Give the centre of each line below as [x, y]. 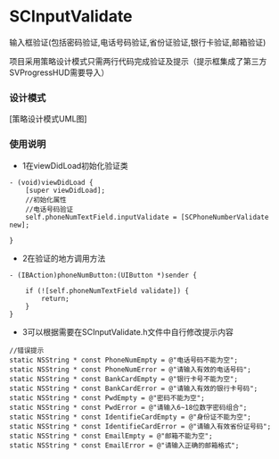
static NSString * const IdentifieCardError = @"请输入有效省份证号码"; [140, 426]
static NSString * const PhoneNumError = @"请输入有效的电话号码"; [130, 369]
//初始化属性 [46, 200]
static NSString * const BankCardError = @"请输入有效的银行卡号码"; [134, 388]
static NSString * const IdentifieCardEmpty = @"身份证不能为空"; [131, 417]
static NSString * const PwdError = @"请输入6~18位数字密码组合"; [128, 407]
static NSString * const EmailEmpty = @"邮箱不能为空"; [111, 436]
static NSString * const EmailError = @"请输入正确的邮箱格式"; [124, 445]
